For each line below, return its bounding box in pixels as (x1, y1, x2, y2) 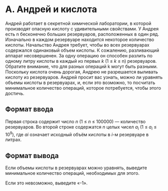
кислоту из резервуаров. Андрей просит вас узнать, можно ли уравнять (5, 74, 163, 80)
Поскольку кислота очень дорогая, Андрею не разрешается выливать (5, 68, 158, 74)
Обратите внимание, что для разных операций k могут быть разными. (5, 63, 158, 69)
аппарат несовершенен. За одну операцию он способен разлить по (5, 52, 153, 59)
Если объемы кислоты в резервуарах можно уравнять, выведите (5, 165, 148, 171)
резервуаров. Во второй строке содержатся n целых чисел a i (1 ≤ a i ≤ (5, 124, 157, 131)
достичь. (5, 90, 24, 96)
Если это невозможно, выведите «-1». (5, 180, 88, 186)
